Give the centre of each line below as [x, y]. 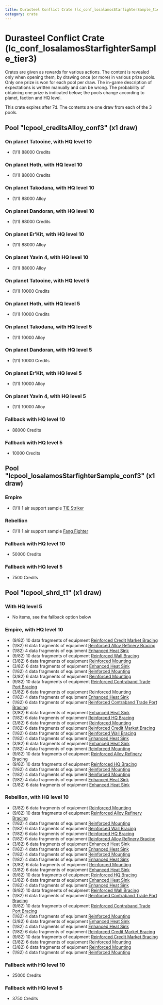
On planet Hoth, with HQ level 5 [42, 303]
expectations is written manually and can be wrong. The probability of [75, 87]
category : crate [21, 14]
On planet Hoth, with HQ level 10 [44, 165]
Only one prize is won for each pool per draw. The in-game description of [78, 83]
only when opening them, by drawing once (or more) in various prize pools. [80, 77]
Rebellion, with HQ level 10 [37, 797]
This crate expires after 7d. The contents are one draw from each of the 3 [78, 107]
